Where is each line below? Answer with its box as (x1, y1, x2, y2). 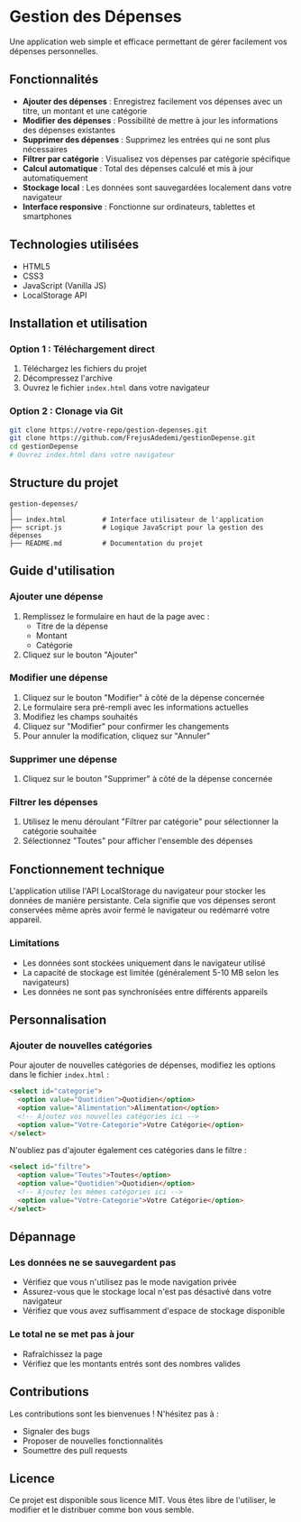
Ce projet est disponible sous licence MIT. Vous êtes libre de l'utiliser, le (9, 1495, 277, 1506)
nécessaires (22, 143, 68, 154)
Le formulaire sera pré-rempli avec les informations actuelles (22, 701, 250, 712)
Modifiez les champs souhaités (22, 711, 138, 722)
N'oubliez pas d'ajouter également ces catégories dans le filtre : (9, 1145, 247, 1156)
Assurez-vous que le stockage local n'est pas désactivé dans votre (22, 1287, 272, 1297)
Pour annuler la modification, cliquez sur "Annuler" (22, 730, 211, 741)
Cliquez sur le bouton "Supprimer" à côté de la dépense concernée (22, 774, 273, 784)
